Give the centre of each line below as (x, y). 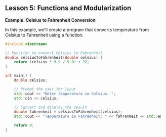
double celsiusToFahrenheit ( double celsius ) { (54, 57)
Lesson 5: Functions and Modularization (68, 8)
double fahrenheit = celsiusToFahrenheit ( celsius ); (68, 112)
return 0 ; (24, 126)
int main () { (19, 76)
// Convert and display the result (51, 107)
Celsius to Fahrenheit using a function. (44, 35)
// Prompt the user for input (45, 89)
